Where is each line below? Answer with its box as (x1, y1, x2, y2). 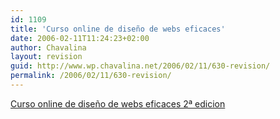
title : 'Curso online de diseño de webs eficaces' (10, 24, 226, 34)
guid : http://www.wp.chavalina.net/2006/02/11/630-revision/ (10, 61, 271, 71)
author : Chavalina (10, 42, 87, 53)
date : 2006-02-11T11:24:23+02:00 (10, 33, 150, 43)
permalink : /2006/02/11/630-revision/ (10, 71, 172, 81)
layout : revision (10, 52, 83, 62)
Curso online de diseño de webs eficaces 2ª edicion (10, 97, 226, 110)
